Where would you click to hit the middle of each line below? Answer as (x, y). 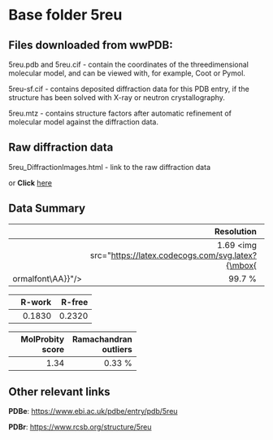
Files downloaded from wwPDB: (91, 45)
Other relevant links (60, 392)
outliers (117, 349)
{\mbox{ (242, 265)
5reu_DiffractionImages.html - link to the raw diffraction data (110, 167)
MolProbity (43, 339)
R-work (36, 302)
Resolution (236, 231)
